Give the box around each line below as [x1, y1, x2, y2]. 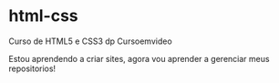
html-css [8, 5, 78, 26]
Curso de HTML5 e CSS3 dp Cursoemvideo [8, 36, 172, 47]
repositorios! [8, 63, 57, 74]
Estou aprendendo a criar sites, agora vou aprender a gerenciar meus [8, 53, 270, 64]
